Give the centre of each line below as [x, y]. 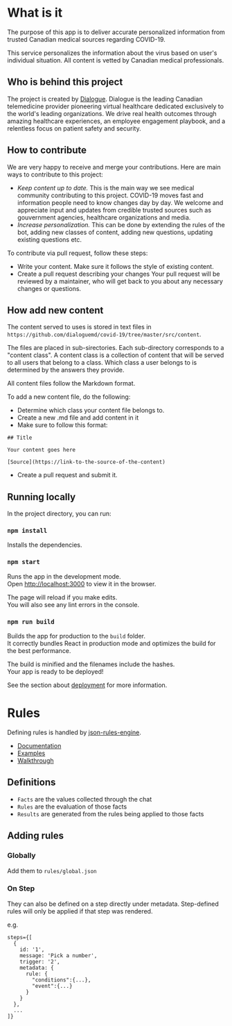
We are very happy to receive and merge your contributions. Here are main [114, 167]
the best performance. [39, 651]
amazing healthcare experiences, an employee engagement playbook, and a [116, 121]
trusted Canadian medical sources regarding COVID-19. [87, 39]
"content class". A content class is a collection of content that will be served [116, 355]
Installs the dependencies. [45, 545]
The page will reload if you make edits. [62, 597]
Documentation [39, 746]
